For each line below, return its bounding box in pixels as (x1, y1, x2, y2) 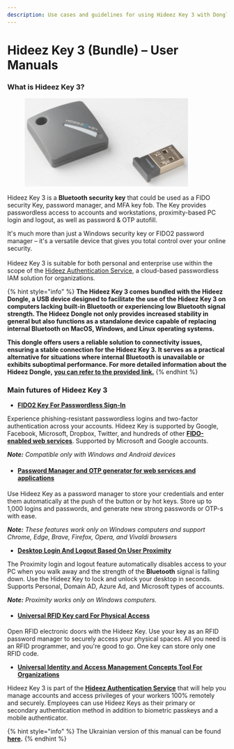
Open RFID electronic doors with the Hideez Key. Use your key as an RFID (7, 627, 219, 635)
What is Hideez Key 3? (7, 82, 85, 92)
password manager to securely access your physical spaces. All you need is (7, 634, 226, 643)
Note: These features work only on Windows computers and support (7, 525, 205, 534)
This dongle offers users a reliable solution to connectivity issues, (7, 338, 203, 347)
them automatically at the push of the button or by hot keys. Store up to (7, 497, 212, 505)
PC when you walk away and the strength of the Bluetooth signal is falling (7, 567, 219, 576)
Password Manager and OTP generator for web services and (17, 466, 196, 474)
